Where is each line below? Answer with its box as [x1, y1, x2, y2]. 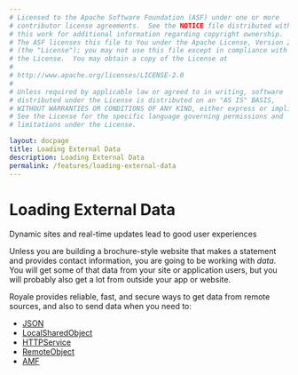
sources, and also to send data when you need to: [9, 301, 192, 312]
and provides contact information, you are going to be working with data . [9, 255, 277, 267]
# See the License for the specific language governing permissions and [9, 112, 284, 121]
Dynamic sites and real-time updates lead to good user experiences [9, 228, 257, 240]
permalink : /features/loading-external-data [9, 161, 176, 170]
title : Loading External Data [9, 145, 122, 154]
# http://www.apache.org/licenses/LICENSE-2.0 [9, 71, 184, 80]
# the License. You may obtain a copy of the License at [9, 54, 228, 63]
